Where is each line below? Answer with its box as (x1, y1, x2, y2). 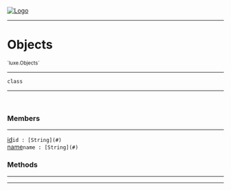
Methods (7, 160, 38, 169)
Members (7, 113, 40, 123)
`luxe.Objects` (7, 59, 40, 67)
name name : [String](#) (7, 143, 79, 151)
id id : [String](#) (7, 136, 62, 144)
